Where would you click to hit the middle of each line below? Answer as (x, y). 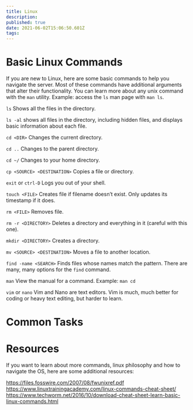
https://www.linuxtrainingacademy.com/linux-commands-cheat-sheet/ (91, 389)
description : (22, 17)
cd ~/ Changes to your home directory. (53, 160)
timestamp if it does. (31, 200)
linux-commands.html (32, 401)
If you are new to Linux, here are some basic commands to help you (88, 78)
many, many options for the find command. (58, 269)
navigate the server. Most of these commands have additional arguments (94, 85)
